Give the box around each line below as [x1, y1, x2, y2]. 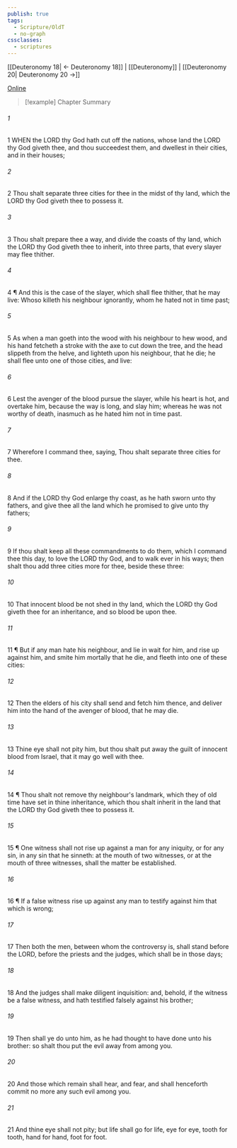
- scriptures [13, 43, 52, 50]
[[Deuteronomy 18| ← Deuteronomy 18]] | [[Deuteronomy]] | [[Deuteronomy [7, 63, 227, 71]
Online [7, 84, 27, 92]
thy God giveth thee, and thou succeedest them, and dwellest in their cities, [7, 143, 228, 152]
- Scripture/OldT [13, 23, 65, 30]
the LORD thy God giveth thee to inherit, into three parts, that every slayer [7, 242, 222, 251]
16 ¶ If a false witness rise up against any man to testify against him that [7, 897, 217, 906]
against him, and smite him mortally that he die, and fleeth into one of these [7, 653, 228, 662]
